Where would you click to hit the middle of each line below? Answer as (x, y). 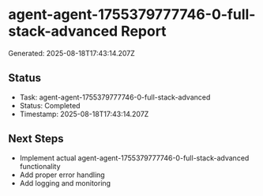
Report (144, 31)
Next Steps (36, 139)
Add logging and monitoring (65, 183)
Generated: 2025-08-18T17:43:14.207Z (72, 53)
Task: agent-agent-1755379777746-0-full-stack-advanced (115, 97)
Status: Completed (50, 105)
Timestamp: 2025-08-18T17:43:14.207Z (84, 114)
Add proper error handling (62, 175)
